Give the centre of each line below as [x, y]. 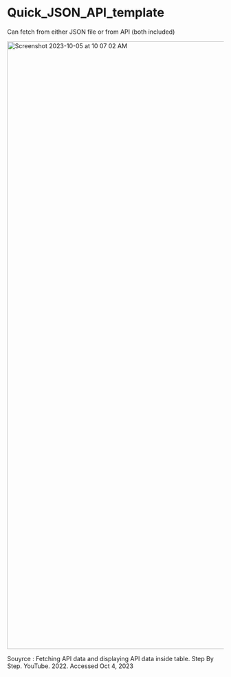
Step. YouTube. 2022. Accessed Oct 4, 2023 [70, 666]
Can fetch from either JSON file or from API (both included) [91, 32]
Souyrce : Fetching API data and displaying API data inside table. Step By [111, 658]
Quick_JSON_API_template [86, 13]
